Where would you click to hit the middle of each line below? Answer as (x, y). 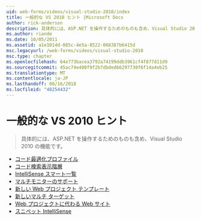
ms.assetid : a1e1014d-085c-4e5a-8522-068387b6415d (71, 45)
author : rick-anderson (34, 23)
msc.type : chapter (29, 56)
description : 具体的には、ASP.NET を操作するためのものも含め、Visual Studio (97, 28)
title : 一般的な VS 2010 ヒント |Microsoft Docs (65, 17)
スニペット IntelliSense (43, 211)
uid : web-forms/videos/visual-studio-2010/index (68, 12)
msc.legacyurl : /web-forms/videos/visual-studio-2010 (75, 51)
